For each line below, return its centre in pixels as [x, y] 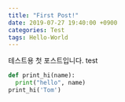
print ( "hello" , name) [51, 83]
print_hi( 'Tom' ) [35, 90]
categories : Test [37, 30]
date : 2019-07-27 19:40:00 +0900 [63, 23]
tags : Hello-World [38, 37]
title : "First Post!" [44, 15]
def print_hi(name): [42, 75]
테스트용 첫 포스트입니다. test [53, 60]
